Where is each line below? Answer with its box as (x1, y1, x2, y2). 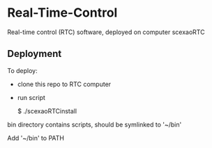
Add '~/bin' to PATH (7, 133, 65, 142)
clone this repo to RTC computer (17, 80, 112, 88)
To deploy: (7, 66, 38, 74)
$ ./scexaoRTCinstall (17, 106, 77, 115)
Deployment (7, 48, 62, 60)
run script (17, 93, 45, 101)
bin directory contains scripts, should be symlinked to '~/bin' (7, 120, 182, 129)
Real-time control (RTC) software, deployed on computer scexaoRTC (7, 28, 205, 36)
